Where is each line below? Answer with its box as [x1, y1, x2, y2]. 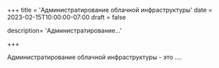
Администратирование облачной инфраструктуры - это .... [7, 53, 182, 61]
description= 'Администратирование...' [7, 27, 123, 34]
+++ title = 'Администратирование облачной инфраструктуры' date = [7, 6, 213, 14]
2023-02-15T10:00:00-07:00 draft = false [7, 13, 126, 21]
